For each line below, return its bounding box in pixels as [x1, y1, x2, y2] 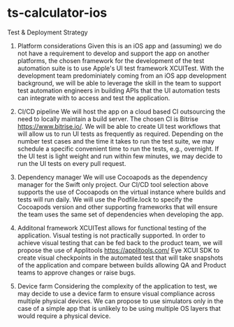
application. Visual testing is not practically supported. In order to [17, 231, 206, 239]
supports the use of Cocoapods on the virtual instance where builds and [17, 188, 226, 196]
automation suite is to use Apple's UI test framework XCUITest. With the [17, 64, 225, 72]
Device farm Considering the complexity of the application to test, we [17, 281, 218, 290]
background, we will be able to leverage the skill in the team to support [17, 78, 221, 87]
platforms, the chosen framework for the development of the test [17, 56, 205, 64]
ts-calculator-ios [7, 5, 108, 21]
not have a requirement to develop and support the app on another [17, 49, 210, 57]
